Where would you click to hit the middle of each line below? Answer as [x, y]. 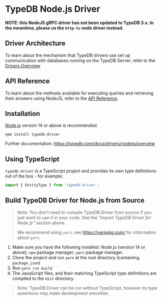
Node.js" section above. [41, 223]
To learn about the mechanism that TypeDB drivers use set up [68, 55]
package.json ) [26, 263]
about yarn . [29, 238]
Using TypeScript [32, 159]
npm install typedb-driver [33, 135]
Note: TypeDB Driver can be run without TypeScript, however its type [87, 288]
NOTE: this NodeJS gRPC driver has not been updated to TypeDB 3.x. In [80, 23]
